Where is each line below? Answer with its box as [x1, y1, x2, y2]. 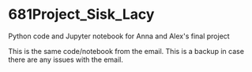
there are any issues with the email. [8, 55, 124, 64]
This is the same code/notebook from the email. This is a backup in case [8, 46, 245, 56]
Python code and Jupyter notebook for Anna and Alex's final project [8, 31, 231, 41]
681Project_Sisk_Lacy [8, 5, 155, 23]
